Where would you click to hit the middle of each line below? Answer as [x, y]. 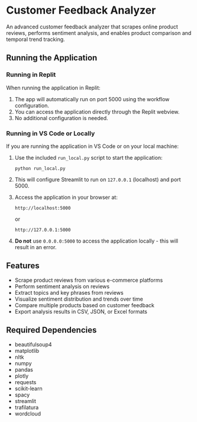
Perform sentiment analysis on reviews [62, 286]
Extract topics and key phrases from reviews [69, 292]
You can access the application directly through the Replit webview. [97, 112]
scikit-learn [28, 388]
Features [23, 266]
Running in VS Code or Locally [51, 133]
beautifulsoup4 [33, 344]
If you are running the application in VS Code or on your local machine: [93, 146]
